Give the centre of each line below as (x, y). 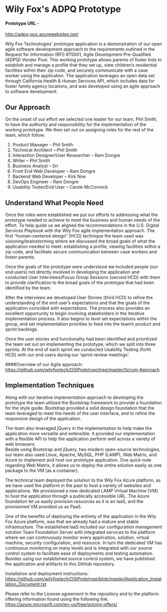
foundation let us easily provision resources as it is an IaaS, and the (74, 501)
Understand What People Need (54, 203)
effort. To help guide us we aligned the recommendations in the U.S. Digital (82, 226)
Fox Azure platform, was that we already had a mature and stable (72, 521)
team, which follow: (25, 135)
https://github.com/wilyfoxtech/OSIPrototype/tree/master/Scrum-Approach (83, 370)
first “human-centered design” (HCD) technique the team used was (74, 236)
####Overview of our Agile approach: (44, 365)
